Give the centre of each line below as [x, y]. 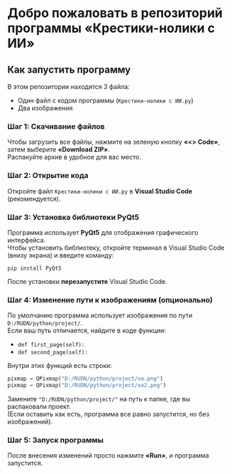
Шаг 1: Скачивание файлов [56, 126]
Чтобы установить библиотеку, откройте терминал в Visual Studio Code [116, 248]
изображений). [30, 421]
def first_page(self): [51, 345]
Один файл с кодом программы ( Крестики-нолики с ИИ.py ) [105, 100]
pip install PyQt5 [34, 268]
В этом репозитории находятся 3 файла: [68, 86]
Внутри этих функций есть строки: [60, 366]
